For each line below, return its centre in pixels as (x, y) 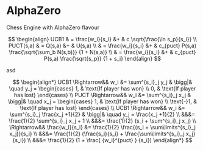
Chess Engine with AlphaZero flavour (53, 27)
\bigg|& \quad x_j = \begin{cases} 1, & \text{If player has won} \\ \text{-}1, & (102, 101)
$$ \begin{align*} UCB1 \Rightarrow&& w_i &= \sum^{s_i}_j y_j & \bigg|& (102, 82)
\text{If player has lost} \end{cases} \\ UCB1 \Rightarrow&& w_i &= (102, 107)
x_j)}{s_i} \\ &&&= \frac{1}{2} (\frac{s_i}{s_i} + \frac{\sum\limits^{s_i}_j (97, 134)
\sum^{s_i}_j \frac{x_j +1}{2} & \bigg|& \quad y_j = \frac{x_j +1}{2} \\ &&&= (102, 114)
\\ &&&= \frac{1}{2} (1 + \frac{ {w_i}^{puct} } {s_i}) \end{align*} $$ (110, 140)
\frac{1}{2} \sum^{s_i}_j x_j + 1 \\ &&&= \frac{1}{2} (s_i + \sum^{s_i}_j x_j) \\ (102, 121)
